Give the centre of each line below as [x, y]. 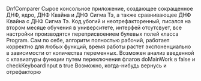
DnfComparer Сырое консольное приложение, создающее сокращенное [100, 9]
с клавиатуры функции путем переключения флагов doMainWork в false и [101, 59]
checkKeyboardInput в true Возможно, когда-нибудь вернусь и [86, 66]
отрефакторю [24, 72]
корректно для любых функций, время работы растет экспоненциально [99, 46]
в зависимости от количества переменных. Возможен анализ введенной [100, 53]
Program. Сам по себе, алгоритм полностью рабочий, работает [88, 40]
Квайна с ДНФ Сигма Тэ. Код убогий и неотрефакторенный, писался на [98, 21]
